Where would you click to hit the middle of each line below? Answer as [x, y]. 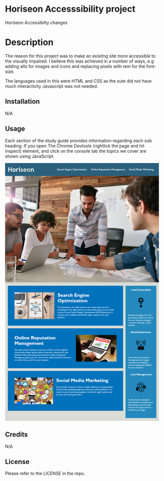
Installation [22, 102]
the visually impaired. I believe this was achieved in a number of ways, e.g [80, 61]
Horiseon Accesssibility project [70, 9]
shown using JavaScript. [30, 156]
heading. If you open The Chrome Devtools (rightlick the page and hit [75, 146]
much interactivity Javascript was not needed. [52, 86]
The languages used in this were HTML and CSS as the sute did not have [79, 81]
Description [29, 42]
